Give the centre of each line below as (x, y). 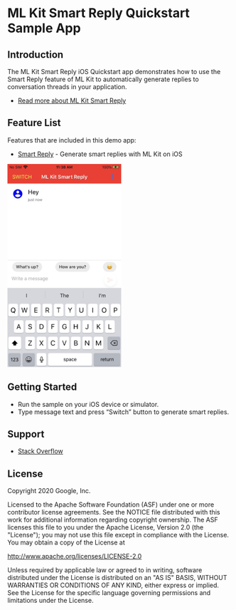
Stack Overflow (41, 451)
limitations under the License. (50, 601)
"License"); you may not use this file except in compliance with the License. (118, 535)
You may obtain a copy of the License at (66, 542)
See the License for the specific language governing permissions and (109, 593)
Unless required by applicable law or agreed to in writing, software (105, 570)
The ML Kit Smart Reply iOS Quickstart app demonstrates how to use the (114, 72)
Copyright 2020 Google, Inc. (49, 491)
